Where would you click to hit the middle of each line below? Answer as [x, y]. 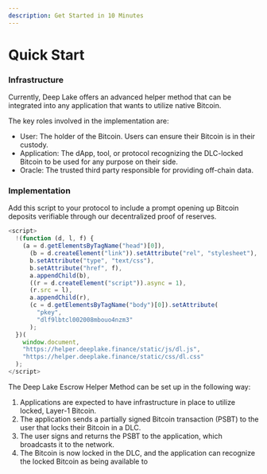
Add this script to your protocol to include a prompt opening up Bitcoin [124, 208]
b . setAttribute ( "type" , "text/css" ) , [92, 260]
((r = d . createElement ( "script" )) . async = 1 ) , [108, 283]
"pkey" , [49, 313]
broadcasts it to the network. [67, 444]
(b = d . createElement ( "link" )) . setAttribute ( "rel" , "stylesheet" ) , [143, 254]
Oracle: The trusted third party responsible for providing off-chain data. [137, 170]
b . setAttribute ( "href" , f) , [76, 268]
